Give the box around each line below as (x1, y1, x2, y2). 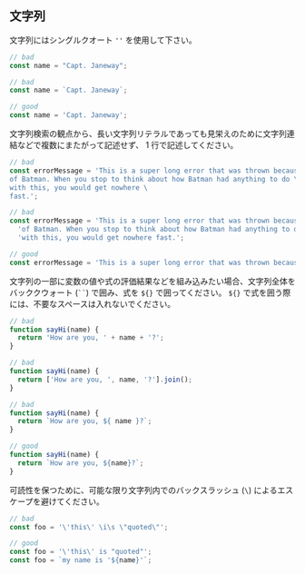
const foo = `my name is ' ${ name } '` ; (9, 556, 152, 565)
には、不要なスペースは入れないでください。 (9, 298, 175, 309)
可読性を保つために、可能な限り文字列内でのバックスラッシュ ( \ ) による (9, 484, 278, 495)
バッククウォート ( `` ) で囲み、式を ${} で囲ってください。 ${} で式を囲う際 (9, 287, 291, 298)
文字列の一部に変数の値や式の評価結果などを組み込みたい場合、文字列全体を (9, 275, 296, 286)
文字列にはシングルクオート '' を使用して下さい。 (9, 35, 197, 45)
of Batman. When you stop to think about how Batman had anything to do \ (9, 174, 299, 183)
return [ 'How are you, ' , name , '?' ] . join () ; (17, 375, 193, 384)
